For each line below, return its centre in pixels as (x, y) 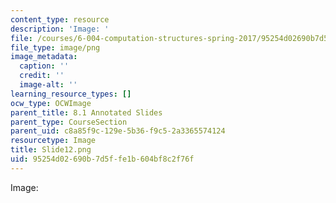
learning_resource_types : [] (71, 94)
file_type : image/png (55, 47)
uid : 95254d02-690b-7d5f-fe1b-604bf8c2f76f (102, 159)
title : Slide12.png (51, 150)
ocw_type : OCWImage (51, 103)
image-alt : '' (48, 85)
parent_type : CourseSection (69, 122)
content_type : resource (60, 19)
